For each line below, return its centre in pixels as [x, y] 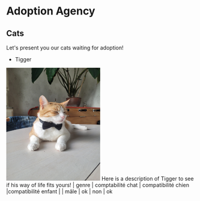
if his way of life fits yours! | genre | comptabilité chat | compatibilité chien [98, 185]
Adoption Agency [51, 11]
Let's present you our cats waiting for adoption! [65, 48]
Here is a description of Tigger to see [147, 178]
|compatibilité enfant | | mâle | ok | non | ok [59, 191]
